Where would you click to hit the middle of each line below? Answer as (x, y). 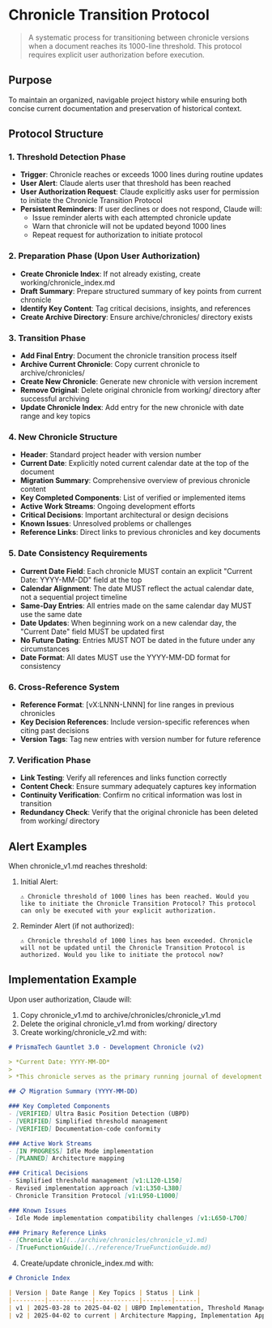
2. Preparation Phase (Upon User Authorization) (104, 256)
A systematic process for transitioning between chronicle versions (138, 37)
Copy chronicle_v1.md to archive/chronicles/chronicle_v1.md (120, 1015)
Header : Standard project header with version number (110, 455)
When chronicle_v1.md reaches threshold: (78, 866)
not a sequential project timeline (74, 597)
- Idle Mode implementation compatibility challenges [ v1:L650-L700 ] (128, 1218)
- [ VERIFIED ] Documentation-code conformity (85, 1129)
